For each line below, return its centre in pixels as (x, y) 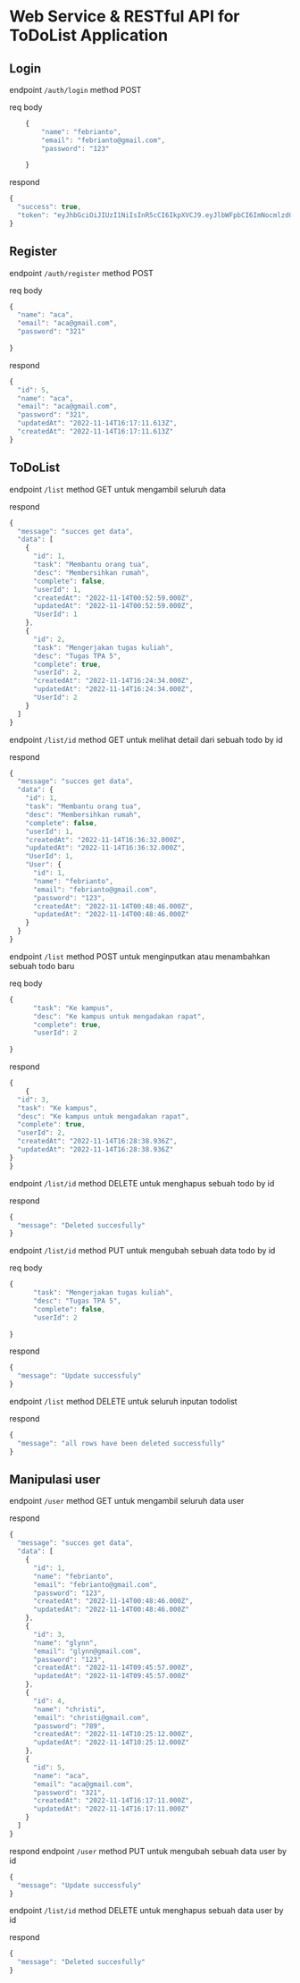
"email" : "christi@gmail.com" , (91, 1717)
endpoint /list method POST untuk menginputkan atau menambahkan (140, 956)
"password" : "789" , (69, 1726)
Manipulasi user (55, 1480)
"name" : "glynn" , (65, 1642)
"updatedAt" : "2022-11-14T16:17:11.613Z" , (97, 423)
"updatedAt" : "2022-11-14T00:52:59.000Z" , (113, 606)
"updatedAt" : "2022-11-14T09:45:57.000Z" (111, 1676)
